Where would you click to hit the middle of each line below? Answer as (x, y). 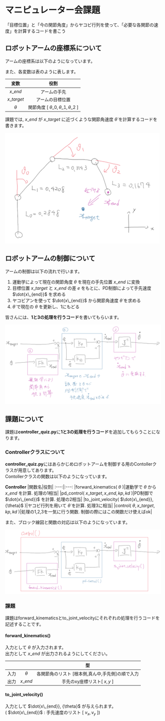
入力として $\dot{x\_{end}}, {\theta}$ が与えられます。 (61, 706)
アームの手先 (53, 92)
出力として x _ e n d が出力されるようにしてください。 (58, 653)
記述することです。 (24, 624)
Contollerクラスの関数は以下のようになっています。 (57, 476)
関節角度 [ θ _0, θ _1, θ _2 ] (53, 107)
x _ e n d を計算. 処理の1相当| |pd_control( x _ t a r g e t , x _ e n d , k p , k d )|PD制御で (79, 493)
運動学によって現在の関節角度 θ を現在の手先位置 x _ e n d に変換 (76, 282)
